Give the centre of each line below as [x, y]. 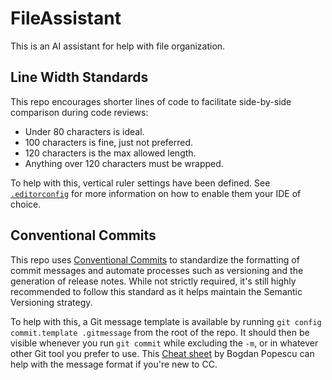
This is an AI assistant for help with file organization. [118, 46]
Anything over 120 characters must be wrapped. [124, 163]
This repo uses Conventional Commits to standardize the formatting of [155, 259]
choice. [26, 204]
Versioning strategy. [51, 302]
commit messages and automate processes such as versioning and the [157, 270]
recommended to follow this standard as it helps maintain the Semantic [156, 291]
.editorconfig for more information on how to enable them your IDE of [156, 193]
